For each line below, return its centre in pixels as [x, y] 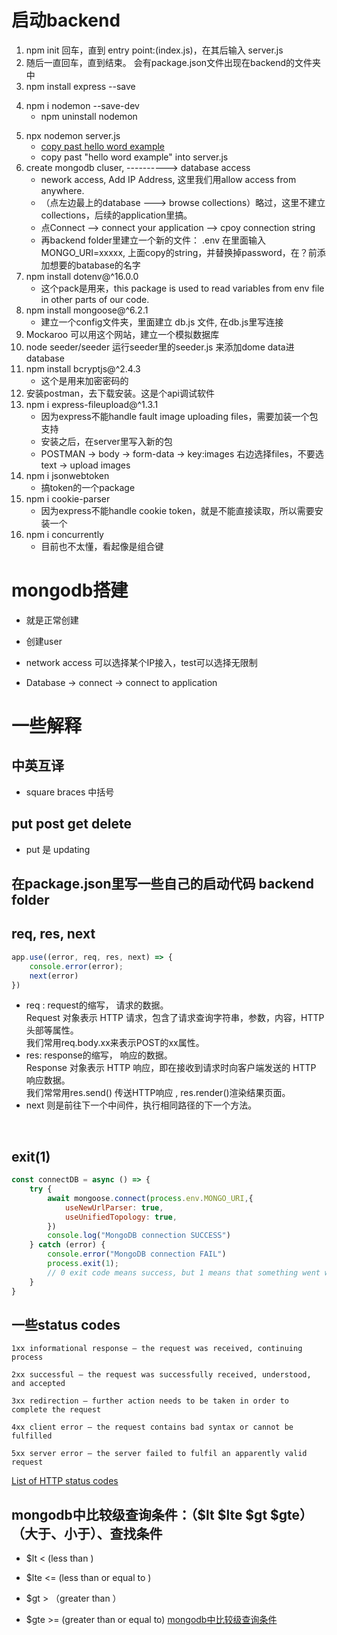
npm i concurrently [64, 534]
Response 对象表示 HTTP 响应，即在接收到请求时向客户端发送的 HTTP [171, 1068]
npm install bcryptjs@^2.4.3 [83, 368]
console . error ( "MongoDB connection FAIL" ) [137, 1254]
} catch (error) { [67, 1245]
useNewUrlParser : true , [114, 1207]
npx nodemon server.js [73, 135]
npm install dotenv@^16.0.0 [82, 276]
